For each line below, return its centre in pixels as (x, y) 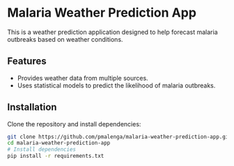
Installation (32, 107)
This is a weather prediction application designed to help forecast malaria (112, 32)
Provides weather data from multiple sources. (83, 78)
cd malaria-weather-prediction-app (59, 143)
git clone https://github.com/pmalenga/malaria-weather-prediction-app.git (119, 137)
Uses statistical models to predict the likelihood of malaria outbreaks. (116, 85)
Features (27, 61)
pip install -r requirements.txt (56, 156)
